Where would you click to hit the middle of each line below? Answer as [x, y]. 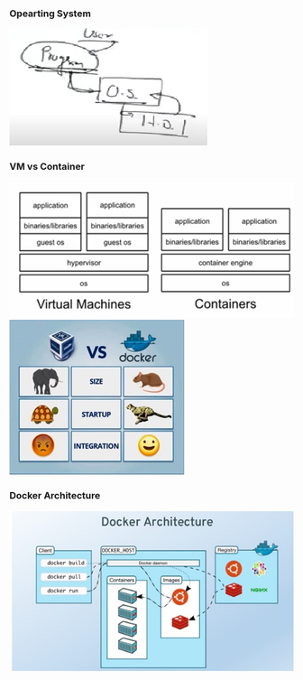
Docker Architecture [55, 495]
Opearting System [50, 14]
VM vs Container [47, 167]
